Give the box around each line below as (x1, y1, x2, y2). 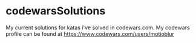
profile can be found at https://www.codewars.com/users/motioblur (5, 30, 175, 37)
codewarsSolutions (5, 4, 106, 18)
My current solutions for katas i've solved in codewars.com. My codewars (5, 24, 190, 31)
